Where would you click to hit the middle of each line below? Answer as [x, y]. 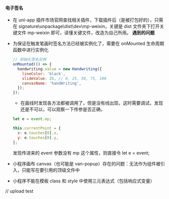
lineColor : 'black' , [44, 74]
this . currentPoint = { [37, 128]
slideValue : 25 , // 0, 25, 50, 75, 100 [64, 78]
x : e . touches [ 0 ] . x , [38, 133]
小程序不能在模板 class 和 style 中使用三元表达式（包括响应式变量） [84, 181]
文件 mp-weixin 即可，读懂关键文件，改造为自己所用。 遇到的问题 [86, 33]
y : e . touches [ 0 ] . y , [38, 137]
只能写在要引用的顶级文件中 [51, 170]
